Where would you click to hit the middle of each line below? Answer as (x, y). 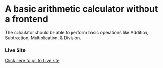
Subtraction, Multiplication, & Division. (43, 38)
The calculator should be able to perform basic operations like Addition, (77, 32)
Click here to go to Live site (32, 61)
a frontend (27, 19)
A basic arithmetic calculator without (81, 9)
